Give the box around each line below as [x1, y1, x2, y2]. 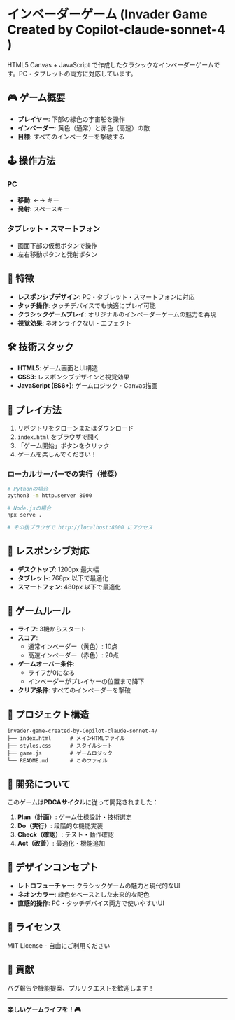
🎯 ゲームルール [7, 605, 71, 617]
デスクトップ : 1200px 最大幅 [17, 565, 99, 573]
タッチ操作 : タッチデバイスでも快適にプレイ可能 [17, 301, 156, 309]
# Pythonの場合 [7, 486, 48, 493]
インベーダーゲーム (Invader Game [7, 6, 208, 22]
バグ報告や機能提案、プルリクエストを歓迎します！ [7, 984, 155, 992]
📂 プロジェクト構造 [7, 708, 90, 720]
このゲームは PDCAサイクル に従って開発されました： [7, 798, 159, 806]
